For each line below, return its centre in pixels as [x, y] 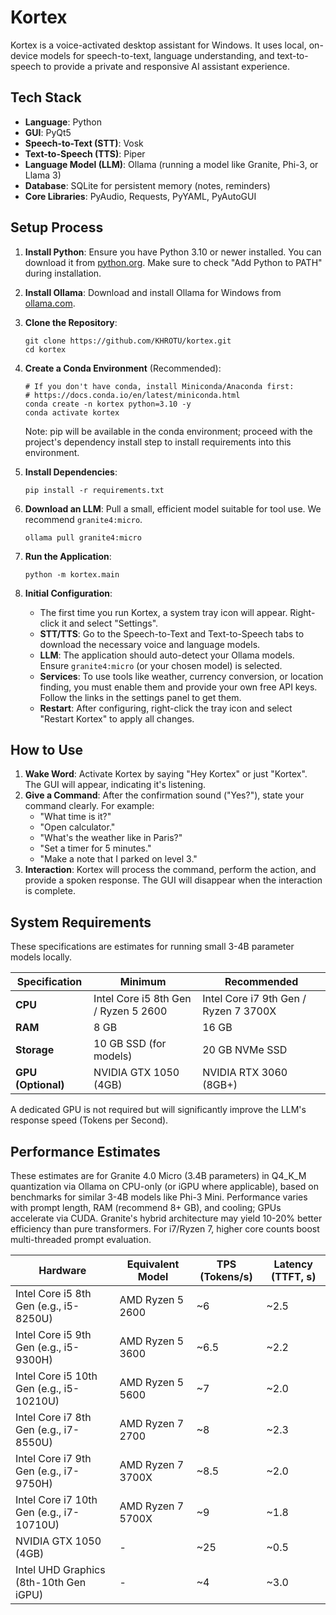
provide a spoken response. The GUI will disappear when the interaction [173, 880]
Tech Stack [46, 97]
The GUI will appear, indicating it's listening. [115, 785]
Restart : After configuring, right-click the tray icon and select [166, 708]
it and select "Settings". [110, 623]
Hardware [62, 1270]
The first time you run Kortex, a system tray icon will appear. [163, 612]
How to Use [47, 749]
